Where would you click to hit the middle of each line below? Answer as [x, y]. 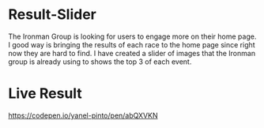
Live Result [45, 94]
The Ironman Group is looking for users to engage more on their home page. [132, 36]
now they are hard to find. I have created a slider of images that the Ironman [132, 53]
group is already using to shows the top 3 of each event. [100, 62]
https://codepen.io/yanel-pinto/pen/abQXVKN [83, 115]
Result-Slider [52, 15]
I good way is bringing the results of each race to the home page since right [132, 44]
